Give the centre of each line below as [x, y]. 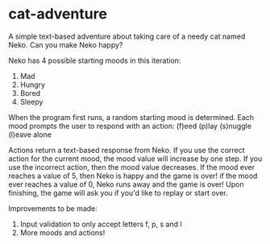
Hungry [33, 85]
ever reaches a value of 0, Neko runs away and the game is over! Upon [126, 184]
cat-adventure [58, 14]
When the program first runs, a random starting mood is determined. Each [131, 117]
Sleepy [31, 101]
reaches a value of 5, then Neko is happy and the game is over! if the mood [133, 176]
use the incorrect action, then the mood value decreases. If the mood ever [132, 167]
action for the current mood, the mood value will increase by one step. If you [135, 159]
